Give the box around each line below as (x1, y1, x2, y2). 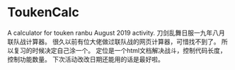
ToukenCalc (7, 4, 79, 21)
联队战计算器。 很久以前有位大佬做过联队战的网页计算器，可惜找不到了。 (7, 37, 220, 46)
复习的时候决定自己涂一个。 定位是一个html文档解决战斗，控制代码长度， (13, 46, 227, 54)
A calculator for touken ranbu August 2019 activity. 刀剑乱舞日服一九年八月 (7, 28, 225, 37)
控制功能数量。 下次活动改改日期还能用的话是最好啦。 (7, 54, 164, 64)
